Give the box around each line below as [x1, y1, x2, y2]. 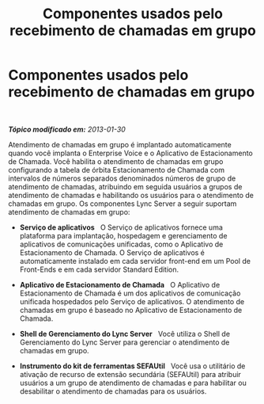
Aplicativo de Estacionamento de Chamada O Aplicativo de [19, 280, 221, 289]
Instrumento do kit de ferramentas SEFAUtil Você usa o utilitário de [19, 361, 246, 371]
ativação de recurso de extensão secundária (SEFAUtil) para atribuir [19, 369, 241, 379]
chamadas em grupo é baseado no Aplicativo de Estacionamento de [19, 305, 243, 314]
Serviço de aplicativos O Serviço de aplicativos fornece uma [19, 223, 224, 232]
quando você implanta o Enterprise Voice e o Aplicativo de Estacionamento [8, 148, 253, 158]
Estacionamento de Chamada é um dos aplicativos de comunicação [19, 288, 241, 298]
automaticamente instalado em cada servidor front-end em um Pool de [19, 256, 251, 265]
